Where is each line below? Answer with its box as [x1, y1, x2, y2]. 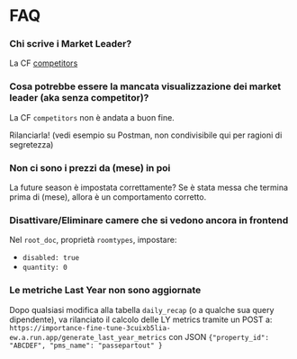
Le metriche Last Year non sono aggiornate [9, 284, 202, 297]
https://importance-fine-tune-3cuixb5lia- [9, 323, 171, 333]
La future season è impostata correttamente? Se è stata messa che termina [9, 182, 289, 193]
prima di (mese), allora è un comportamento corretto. [9, 192, 207, 202]
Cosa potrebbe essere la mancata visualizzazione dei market [9, 80, 282, 93]
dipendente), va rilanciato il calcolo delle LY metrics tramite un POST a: [9, 314, 273, 325]
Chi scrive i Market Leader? [9, 38, 132, 50]
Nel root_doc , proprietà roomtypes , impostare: [9, 235, 177, 246]
